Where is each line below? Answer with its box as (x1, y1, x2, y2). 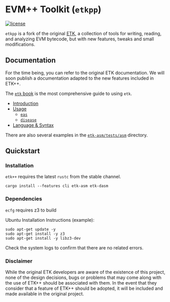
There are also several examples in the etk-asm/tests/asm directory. (5, 132, 148, 138)
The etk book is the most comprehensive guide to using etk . (5, 90, 132, 97)
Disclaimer (5, 257, 33, 264)
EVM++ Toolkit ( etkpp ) (5, 4, 102, 15)
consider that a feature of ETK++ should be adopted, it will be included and (5, 285, 163, 292)
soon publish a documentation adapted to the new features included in (5, 75, 154, 81)
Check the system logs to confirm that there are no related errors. (5, 244, 144, 251)
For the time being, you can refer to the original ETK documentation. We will (5, 69, 165, 76)
